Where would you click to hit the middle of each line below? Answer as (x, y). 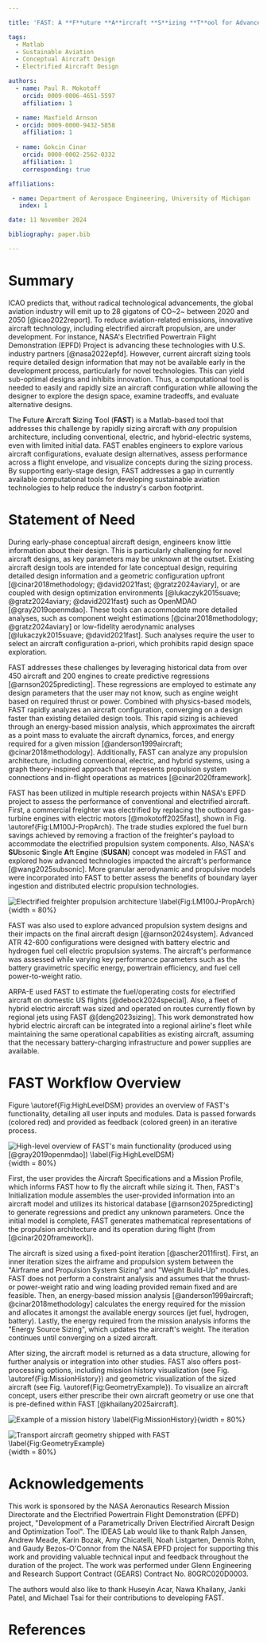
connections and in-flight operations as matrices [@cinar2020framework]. (130, 777)
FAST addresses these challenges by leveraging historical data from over (128, 667)
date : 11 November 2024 (48, 220)
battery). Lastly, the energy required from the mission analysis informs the (130, 1320)
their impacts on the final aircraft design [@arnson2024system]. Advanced (131, 934)
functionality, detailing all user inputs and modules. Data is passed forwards (132, 1113)
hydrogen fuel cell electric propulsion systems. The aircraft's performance (130, 951)
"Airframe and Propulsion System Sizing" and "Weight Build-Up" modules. (130, 1270)
